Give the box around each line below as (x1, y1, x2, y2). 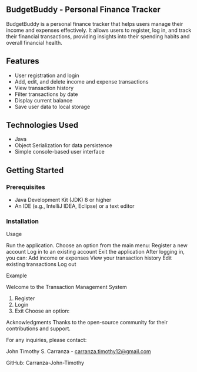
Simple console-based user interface (14, 148, 105, 155)
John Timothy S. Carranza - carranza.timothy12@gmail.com (6, 348, 151, 355)
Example (6, 272, 28, 279)
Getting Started (6, 165, 64, 175)
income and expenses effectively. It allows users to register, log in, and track (6, 26, 192, 34)
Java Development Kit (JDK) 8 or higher (14, 197, 112, 204)
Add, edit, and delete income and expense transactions (14, 78, 149, 85)
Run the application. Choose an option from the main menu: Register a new (6, 242, 188, 249)
